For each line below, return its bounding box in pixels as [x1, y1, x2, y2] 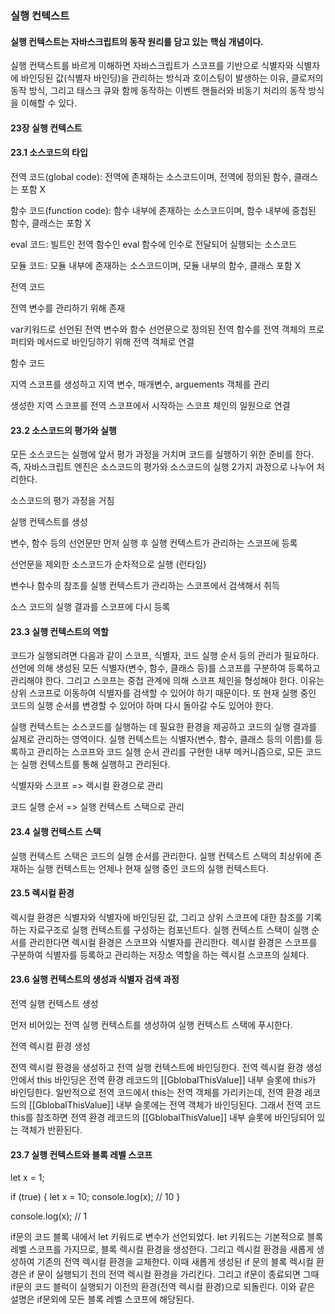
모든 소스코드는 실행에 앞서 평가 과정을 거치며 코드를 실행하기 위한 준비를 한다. [10, 448, 315, 461]
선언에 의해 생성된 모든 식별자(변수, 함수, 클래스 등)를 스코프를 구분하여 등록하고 [10, 662, 321, 674]
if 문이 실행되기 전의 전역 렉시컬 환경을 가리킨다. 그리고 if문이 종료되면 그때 [28, 1268, 320, 1281]
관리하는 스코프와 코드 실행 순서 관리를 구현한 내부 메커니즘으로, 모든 [36, 746, 304, 758]
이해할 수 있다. [20, 97, 78, 109]
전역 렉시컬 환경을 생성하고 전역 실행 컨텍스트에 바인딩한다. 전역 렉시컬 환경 [10, 1061, 304, 1073]
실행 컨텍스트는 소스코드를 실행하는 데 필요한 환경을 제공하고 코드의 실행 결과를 [10, 721, 318, 733]
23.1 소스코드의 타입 [10, 147, 88, 159]
